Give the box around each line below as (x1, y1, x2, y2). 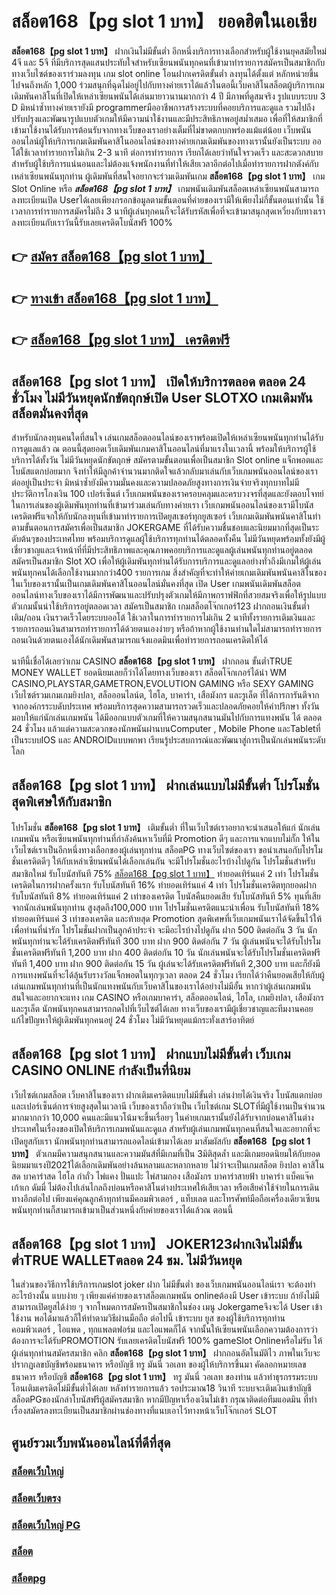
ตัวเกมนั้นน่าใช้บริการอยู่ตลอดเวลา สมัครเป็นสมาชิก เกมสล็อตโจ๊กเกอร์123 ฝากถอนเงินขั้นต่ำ (11, 600, 310, 612)
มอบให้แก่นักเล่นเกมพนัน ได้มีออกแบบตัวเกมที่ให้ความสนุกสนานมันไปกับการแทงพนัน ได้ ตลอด (11, 711, 323, 723)
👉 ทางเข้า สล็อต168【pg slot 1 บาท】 (11, 290, 219, 307)
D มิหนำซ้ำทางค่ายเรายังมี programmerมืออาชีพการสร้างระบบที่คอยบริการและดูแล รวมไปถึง (11, 101, 316, 113)
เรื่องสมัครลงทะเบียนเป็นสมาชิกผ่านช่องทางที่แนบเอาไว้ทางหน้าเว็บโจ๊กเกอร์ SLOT (11, 1405, 278, 1417)
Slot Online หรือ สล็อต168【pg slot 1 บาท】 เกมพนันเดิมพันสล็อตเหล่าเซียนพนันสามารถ (11, 182, 319, 194)
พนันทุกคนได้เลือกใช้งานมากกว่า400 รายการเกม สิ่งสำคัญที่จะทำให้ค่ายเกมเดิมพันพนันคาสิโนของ (11, 566, 327, 578)
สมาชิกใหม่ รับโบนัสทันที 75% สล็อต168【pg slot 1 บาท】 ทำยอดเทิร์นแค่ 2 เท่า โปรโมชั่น (11, 867, 319, 879)
